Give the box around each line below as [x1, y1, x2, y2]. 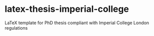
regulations [4, 25, 28, 31]
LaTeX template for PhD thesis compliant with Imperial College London [4, 20, 150, 26]
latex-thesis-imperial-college [4, 3, 129, 15]
